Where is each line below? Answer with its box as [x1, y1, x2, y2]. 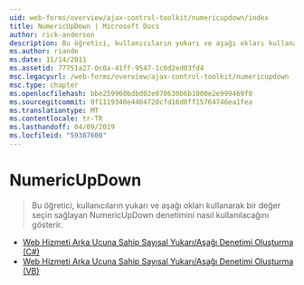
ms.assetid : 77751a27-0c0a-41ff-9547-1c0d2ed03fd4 [9, 64, 204, 73]
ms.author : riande [9, 47, 79, 56]
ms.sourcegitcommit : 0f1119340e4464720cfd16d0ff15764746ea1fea [9, 97, 253, 107]
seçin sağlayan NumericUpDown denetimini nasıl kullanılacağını [31, 209, 270, 220]
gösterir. [31, 219, 63, 230]
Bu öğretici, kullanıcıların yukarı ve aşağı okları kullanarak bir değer [31, 200, 281, 211]
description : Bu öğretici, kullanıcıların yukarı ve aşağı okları [9, 38, 265, 48]
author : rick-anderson [9, 30, 95, 39]
